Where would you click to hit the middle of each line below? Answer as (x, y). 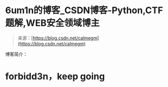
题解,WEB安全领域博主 (52, 23)
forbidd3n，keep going (55, 77)
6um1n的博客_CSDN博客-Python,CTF (84, 10)
